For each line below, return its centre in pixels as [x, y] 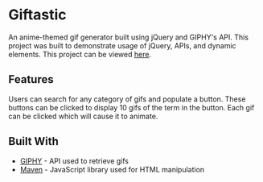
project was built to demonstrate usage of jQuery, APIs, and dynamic [122, 45]
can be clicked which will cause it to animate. [83, 116]
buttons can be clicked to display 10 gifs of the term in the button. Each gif [131, 107]
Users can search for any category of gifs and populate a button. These [127, 99]
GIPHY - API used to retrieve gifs [74, 161]
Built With [33, 141]
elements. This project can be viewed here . [80, 54]
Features [31, 79]
